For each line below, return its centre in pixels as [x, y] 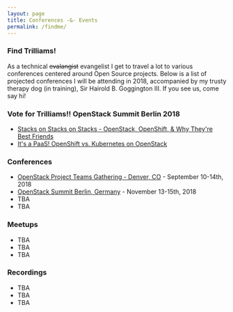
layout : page [26, 14]
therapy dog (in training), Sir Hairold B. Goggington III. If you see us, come [113, 88]
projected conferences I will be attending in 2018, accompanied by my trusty [117, 81]
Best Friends [35, 136]
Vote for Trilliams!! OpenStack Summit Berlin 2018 [94, 114]
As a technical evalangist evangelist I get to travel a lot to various [100, 66]
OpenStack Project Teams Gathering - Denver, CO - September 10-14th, [120, 177]
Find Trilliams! [32, 51]
